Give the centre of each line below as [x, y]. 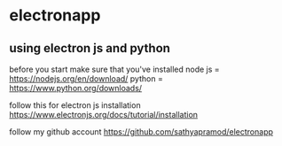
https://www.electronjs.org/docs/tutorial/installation [103, 115]
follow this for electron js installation [75, 105]
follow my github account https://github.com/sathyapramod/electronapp [141, 132]
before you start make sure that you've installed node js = [114, 69]
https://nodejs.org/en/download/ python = [86, 79]
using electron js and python [90, 48]
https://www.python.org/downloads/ [76, 88]
